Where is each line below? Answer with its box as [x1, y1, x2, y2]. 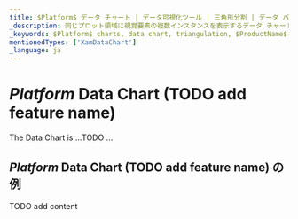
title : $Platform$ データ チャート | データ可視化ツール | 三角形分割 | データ [9, 12, 279, 22]
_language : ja [9, 46, 62, 55]
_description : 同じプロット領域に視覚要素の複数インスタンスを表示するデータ [9, 21, 263, 30]
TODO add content [9, 200, 78, 211]
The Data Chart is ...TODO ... [9, 132, 114, 143]
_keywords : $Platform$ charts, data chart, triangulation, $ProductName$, [9, 29, 292, 38]
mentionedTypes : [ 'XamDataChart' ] [9, 37, 137, 47]
